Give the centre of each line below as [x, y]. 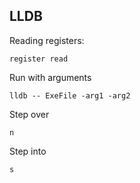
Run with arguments [50, 77]
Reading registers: [47, 40]
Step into [28, 151]
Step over [29, 114]
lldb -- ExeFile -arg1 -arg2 [70, 95]
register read [39, 59]
